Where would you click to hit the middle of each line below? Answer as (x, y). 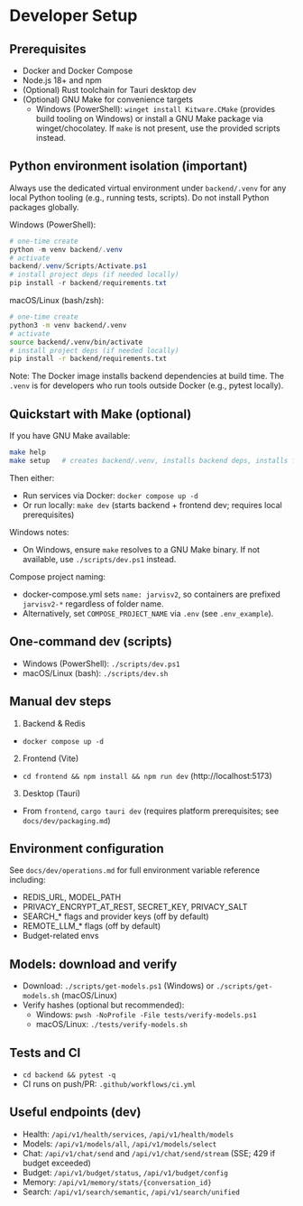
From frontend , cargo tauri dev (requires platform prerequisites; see (151, 811)
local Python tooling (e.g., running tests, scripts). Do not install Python (139, 197)
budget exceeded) (57, 1163)
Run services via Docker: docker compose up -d (110, 495)
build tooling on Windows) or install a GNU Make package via (150, 119)
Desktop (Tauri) (51, 793)
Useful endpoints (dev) (75, 1113)
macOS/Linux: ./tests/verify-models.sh (111, 1025)
